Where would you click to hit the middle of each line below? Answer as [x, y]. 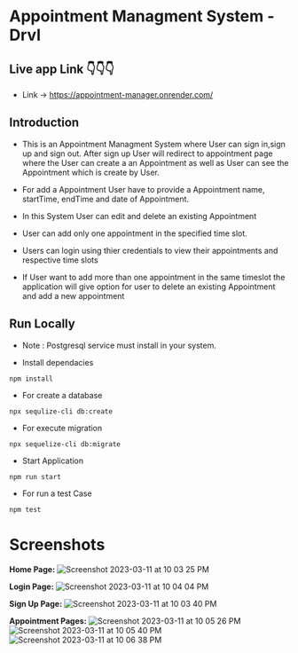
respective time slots [60, 260]
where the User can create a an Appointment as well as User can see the [155, 162]
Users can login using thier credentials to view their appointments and [150, 250]
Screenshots [57, 544]
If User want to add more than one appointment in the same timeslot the [153, 277]
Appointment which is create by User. [90, 172]
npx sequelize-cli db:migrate [65, 444]
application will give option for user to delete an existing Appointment [149, 287]
